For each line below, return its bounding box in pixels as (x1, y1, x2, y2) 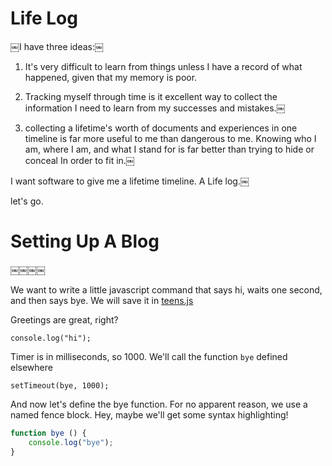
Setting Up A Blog (10, 230, 160, 253)
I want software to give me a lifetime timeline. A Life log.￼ (10, 175, 250, 187)
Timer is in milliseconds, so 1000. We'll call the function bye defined (10, 350, 288, 362)
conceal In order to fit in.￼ (24, 154, 135, 166)
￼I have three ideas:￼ (10, 40, 105, 52)
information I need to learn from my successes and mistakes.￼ (24, 102, 286, 114)
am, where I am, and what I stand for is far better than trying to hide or (24, 143, 315, 155)
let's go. (10, 195, 44, 207)
